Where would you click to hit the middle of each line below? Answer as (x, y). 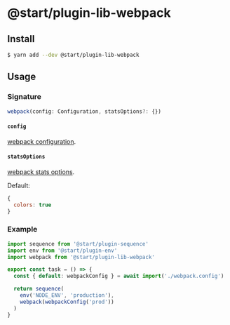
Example (22, 230)
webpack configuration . (42, 141)
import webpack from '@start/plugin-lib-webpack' (81, 257)
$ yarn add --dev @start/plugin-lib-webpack (73, 55)
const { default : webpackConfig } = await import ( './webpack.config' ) (119, 276)
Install (21, 39)
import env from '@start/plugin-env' (62, 251)
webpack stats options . (41, 172)
